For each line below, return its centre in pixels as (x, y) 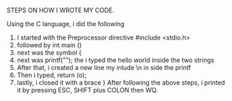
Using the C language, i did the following (66, 24)
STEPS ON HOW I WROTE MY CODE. (61, 10)
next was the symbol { (49, 53)
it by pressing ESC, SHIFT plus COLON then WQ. (87, 90)
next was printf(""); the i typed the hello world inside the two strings (115, 60)
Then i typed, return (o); (52, 75)
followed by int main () (49, 45)
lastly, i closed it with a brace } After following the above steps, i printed (121, 83)
